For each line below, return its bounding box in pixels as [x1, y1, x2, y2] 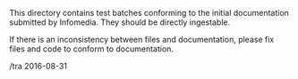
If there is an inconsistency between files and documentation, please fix [9, 35, 275, 44]
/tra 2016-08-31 [9, 61, 67, 71]
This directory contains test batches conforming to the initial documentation [9, 8, 289, 18]
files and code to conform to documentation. [9, 43, 175, 54]
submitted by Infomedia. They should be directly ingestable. [9, 17, 231, 28]
